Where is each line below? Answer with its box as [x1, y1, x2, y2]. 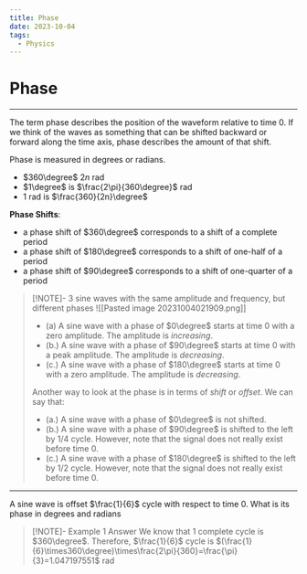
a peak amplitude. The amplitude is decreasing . [45, 349, 225, 361]
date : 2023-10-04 [9, 22, 76, 31]
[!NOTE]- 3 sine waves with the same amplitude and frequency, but [31, 293, 286, 304]
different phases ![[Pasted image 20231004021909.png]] [31, 303, 247, 314]
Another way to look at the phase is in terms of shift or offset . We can [31, 387, 294, 398]
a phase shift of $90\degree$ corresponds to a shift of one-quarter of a [22, 266, 293, 277]
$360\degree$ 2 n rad [22, 172, 105, 183]
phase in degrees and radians [9, 508, 122, 519]
